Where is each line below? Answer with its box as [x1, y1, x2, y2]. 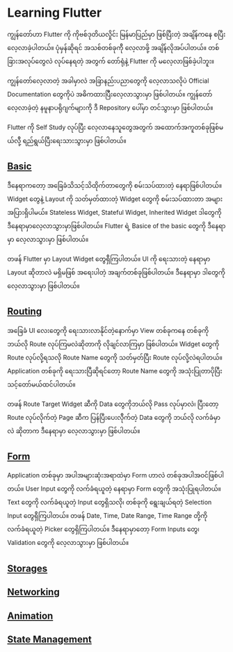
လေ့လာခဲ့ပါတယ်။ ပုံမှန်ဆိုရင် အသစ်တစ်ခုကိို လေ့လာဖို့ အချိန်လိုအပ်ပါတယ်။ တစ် [7, 43, 220, 51]
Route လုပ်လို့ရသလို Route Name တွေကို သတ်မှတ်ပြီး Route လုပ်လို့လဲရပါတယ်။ [7, 353, 223, 361]
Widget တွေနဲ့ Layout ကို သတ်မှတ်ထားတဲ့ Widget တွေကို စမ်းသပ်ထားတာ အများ [7, 195, 223, 203]
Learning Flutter [7, 5, 102, 21]
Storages [7, 562, 48, 574]
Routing [7, 306, 42, 318]
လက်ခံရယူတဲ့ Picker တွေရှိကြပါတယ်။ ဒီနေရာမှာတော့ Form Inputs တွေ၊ [7, 525, 200, 533]
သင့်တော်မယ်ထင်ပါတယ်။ [7, 380, 76, 389]
